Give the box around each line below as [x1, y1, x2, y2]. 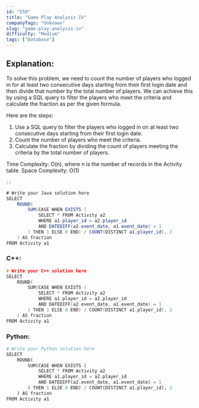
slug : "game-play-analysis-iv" [6, 25, 84, 32]
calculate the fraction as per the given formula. [6, 100, 121, 107]
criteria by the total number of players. [14, 149, 109, 156]
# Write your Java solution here [6, 190, 90, 196]
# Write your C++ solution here [6, 268, 87, 274]
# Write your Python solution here [6, 346, 95, 352]
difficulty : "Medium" [6, 31, 60, 37]
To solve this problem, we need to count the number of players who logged [6, 74, 191, 81]
